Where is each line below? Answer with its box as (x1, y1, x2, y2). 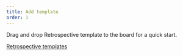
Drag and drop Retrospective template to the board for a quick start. (6, 31, 178, 38)
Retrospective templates (6, 43, 68, 50)
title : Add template (6, 8, 59, 15)
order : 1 (6, 14, 29, 20)
